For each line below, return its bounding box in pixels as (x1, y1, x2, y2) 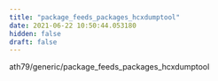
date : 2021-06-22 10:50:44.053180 (9, 21, 137, 30)
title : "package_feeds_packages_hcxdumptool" (9, 12, 180, 22)
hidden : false (9, 29, 62, 38)
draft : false (9, 37, 58, 47)
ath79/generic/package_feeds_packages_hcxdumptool (9, 62, 210, 72)
